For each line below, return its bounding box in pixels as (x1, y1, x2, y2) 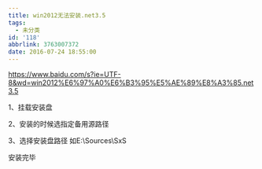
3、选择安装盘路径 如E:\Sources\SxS (8, 136, 127, 145)
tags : (8, 19, 26, 27)
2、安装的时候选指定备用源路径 (8, 119, 109, 128)
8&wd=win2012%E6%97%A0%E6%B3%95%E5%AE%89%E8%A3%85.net (8, 78, 254, 87)
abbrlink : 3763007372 (8, 41, 79, 49)
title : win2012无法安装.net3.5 (8, 11, 106, 20)
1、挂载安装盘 (8, 103, 53, 112)
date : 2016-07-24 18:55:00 (8, 48, 97, 56)
